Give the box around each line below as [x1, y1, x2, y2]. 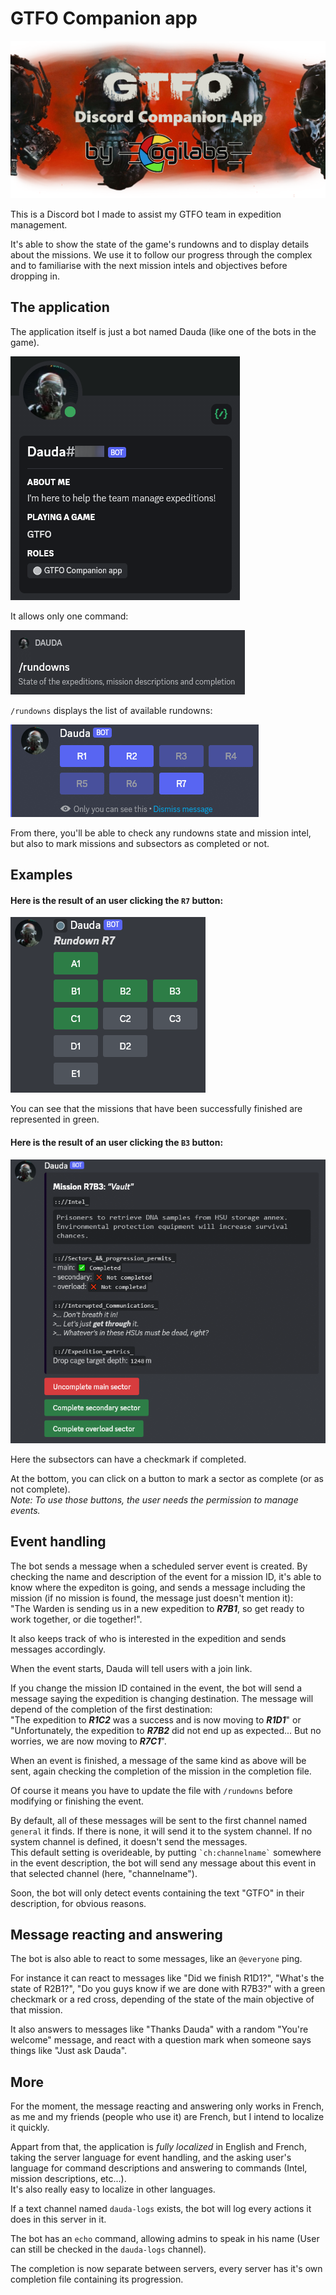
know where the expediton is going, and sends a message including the [10, 1581, 306, 1593]
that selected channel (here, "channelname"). [10, 1867, 198, 1879]
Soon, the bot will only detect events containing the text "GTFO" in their [10, 1887, 305, 1899]
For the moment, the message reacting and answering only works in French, [10, 2100, 325, 2112]
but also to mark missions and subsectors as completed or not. [10, 837, 270, 849]
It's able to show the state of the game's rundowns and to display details [10, 238, 310, 250]
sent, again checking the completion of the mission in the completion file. [10, 1765, 312, 1777]
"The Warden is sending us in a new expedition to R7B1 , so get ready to [10, 1602, 305, 1614]
